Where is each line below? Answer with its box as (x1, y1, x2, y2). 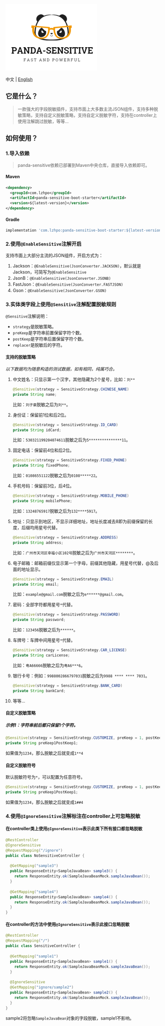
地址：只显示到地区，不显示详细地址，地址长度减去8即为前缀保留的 (12, 518, 149, 524)
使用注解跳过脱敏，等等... (17, 118, 69, 124)
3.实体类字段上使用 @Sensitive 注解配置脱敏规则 (5, 301, 117, 308)
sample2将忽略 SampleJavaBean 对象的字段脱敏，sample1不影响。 (5, 1015, 134, 1021)
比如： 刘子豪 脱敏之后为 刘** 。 (12, 402, 71, 407)
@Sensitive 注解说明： (5, 313, 49, 319)
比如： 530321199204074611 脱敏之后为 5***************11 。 (12, 437, 131, 443)
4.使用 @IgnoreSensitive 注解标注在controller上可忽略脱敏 (5, 812, 141, 819)
